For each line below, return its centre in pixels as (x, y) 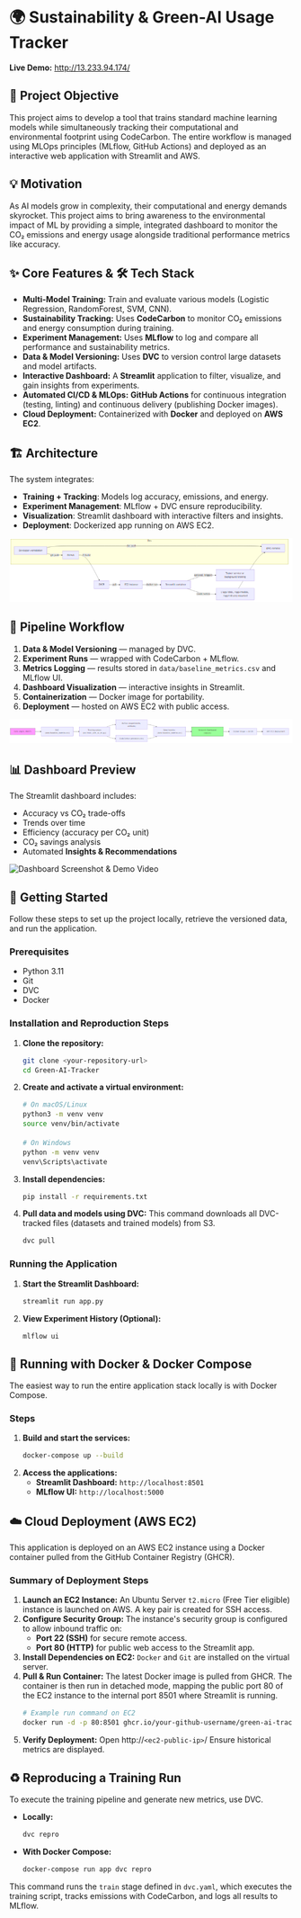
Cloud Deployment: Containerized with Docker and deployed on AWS (152, 414)
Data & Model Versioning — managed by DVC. (109, 649)
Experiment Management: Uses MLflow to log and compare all (140, 337)
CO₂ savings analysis (62, 842)
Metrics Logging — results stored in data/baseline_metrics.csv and (149, 668)
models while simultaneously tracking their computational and (124, 127)
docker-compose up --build (73, 1456)
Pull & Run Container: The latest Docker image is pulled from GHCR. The (157, 1676)
